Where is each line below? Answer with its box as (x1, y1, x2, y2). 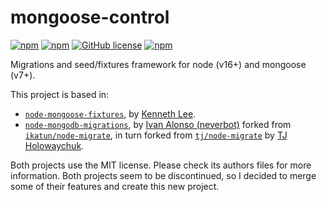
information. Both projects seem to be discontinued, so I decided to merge (10, 169, 317, 181)
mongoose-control (10, 6, 170, 29)
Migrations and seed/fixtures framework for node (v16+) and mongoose (10, 58, 307, 70)
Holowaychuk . (24, 139, 85, 151)
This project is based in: (10, 88, 110, 100)
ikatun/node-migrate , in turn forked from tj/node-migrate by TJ (24, 129, 288, 141)
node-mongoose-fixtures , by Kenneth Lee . (24, 107, 197, 120)
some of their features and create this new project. (10, 180, 220, 192)
